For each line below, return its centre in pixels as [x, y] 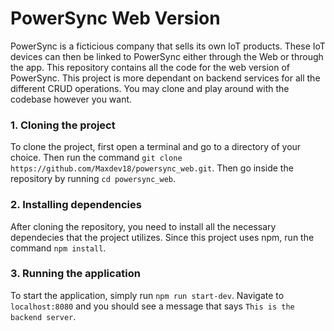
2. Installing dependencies [76, 205]
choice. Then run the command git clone [96, 158]
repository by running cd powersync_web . [93, 179]
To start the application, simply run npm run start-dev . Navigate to [147, 295]
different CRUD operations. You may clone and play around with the [150, 88]
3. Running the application [75, 274]
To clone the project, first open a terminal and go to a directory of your [156, 147]
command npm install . [58, 248]
